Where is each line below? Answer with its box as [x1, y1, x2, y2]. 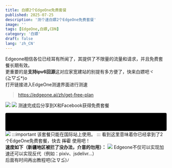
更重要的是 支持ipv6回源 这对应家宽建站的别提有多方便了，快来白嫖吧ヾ [5, 68, 154, 74]
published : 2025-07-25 [5, 12, 54, 17]
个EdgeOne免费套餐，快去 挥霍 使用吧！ [5, 137, 91, 144]
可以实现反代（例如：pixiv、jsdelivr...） [14, 150, 97, 157]
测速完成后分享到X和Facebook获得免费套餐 [17, 102, 110, 108]
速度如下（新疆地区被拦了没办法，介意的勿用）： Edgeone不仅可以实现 [5, 144, 160, 150]
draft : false [5, 36, 33, 42]
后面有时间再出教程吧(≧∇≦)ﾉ [5, 157, 70, 163]
